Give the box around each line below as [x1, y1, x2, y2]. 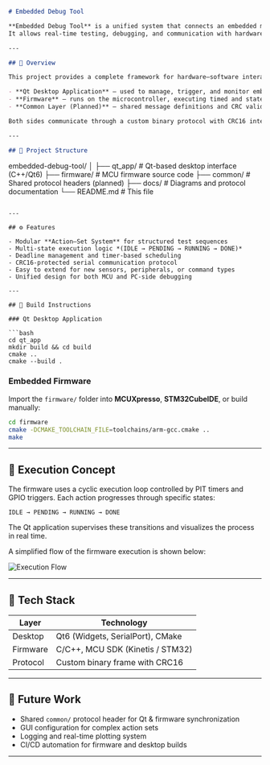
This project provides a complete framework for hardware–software [8, 73, 239, 81]
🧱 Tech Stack [8, 593, 76, 607]
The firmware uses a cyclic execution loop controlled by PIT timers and [8, 484, 243, 494]
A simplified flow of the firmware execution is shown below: [8, 547, 207, 556]
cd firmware [8, 418, 48, 426]
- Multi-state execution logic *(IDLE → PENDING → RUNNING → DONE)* [8, 244, 243, 253]
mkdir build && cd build [8, 343, 92, 351]
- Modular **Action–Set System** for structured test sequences [8, 238, 228, 246]
